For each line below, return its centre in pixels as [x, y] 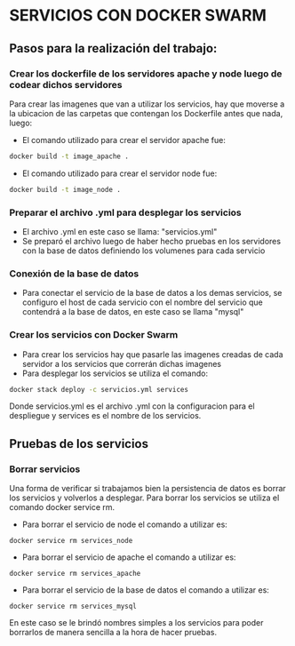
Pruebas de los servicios [79, 444]
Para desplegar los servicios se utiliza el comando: [115, 373]
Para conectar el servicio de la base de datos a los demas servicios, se [152, 293]
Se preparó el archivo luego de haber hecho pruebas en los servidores [151, 241]
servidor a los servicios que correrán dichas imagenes [122, 363]
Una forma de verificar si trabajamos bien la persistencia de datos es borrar [147, 489]
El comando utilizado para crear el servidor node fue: [120, 173]
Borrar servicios [45, 469]
